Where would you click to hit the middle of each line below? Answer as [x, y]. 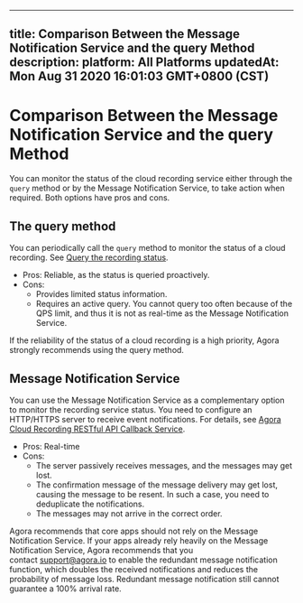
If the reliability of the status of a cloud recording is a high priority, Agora [144, 340]
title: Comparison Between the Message [125, 34]
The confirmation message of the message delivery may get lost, [156, 485]
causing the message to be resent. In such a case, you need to [152, 494]
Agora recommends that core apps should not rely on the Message [134, 531]
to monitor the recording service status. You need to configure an [131, 409]
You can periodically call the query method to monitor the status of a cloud [147, 248]
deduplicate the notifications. [90, 504]
